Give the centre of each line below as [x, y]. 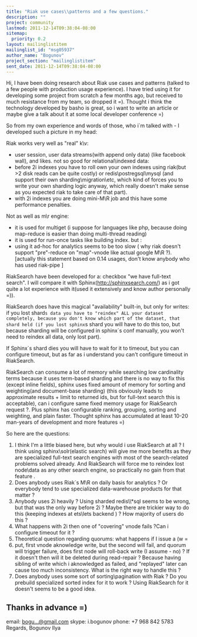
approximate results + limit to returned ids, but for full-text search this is [93, 397]
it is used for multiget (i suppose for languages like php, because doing [101, 228]
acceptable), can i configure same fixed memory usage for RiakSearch [92, 403]
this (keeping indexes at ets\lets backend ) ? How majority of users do [99, 514]
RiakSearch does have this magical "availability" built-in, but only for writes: [98, 307]
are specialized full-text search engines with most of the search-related [101, 457]
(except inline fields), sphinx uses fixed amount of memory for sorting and [96, 385]
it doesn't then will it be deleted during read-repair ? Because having [98, 558]
